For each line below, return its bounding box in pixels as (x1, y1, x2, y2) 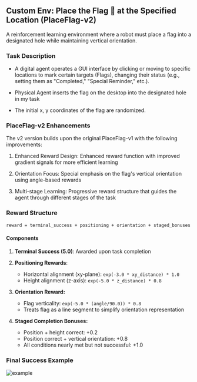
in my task (14, 95, 40, 103)
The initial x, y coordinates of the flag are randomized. (14, 107, 146, 114)
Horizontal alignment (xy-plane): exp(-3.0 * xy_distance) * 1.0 (23, 271, 180, 278)
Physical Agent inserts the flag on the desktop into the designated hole (14, 89, 187, 96)
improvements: (6, 141, 42, 148)
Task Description (6, 51, 56, 60)
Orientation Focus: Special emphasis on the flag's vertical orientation (14, 170, 182, 177)
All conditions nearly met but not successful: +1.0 (23, 341, 143, 348)
